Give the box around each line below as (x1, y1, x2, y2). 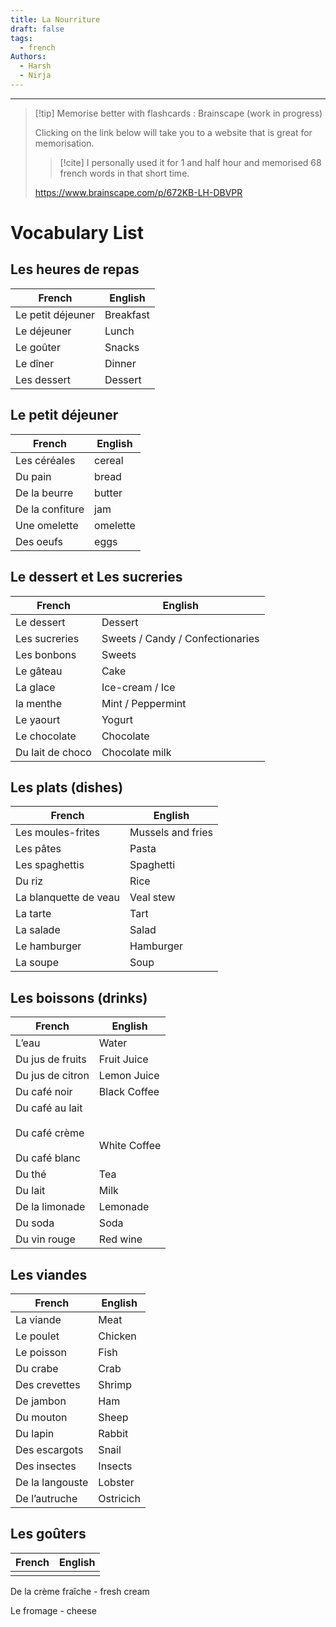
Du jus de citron (15, 1069, 90, 1083)
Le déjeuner (15, 324, 72, 338)
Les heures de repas (10, 261, 140, 278)
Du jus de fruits (15, 1052, 87, 1066)
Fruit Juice (98, 1052, 149, 1066)
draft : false (10, 24, 65, 34)
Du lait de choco (15, 745, 92, 759)
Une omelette (15, 518, 79, 532)
